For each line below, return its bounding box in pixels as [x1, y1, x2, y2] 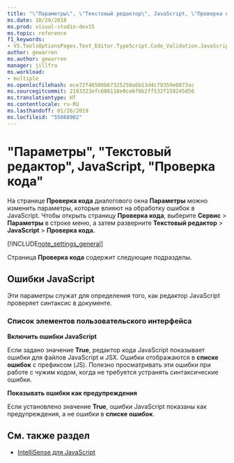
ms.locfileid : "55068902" [7, 113, 82, 120]
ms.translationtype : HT [7, 95, 77, 102]
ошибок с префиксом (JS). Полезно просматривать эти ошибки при [7, 360, 211, 369]
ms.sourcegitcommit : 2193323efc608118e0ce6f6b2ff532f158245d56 [7, 88, 195, 95]
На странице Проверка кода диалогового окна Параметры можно [7, 196, 208, 205]
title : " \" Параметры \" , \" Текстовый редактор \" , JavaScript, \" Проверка [7, 10, 223, 17]
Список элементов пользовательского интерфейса [7, 316, 192, 326]
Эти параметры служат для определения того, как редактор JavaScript [7, 292, 221, 300]
